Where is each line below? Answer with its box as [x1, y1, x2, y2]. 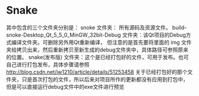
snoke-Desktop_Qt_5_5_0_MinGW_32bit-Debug [6, 31, 121, 39]
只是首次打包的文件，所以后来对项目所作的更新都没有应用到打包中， [21, 75, 188, 83]
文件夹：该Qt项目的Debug [122, 31, 186, 39]
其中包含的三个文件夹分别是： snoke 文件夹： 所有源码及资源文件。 [6, 24, 171, 31]
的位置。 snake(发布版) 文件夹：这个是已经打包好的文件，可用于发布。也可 [6, 53, 189, 60]
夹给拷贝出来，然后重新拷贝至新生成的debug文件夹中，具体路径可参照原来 [6, 46, 189, 53]
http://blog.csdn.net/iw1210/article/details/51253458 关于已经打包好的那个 [6, 68, 188, 75]
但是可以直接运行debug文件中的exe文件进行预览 [6, 83, 125, 90]
